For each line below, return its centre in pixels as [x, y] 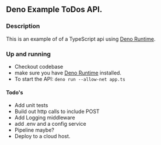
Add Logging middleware [45, 118]
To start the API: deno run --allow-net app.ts [70, 79]
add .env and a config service [50, 124]
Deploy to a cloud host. [42, 136]
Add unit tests [31, 105]
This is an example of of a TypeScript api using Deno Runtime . [81, 39]
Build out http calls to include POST [57, 112]
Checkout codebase [39, 66]
